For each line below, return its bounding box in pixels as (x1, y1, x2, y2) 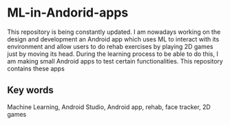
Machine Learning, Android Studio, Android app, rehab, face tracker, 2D (7, 102, 211, 111)
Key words (7, 84, 54, 96)
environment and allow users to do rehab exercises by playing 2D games (7, 42, 213, 50)
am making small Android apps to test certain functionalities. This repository (7, 57, 224, 65)
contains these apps (7, 64, 65, 73)
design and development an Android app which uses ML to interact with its (7, 35, 220, 43)
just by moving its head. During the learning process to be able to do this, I (7, 50, 218, 58)
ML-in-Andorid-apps (7, 5, 129, 21)
